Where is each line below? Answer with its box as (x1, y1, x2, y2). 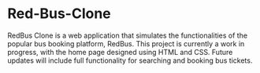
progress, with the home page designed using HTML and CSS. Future (7, 47, 233, 57)
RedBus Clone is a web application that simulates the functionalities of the (7, 31, 248, 40)
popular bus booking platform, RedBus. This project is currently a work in (7, 38, 245, 48)
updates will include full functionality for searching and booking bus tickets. (7, 56, 253, 65)
